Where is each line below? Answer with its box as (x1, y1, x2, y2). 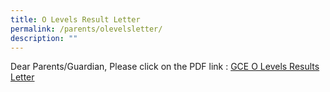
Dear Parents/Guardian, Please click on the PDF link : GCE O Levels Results (10, 61, 320, 73)
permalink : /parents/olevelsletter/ (10, 24, 163, 34)
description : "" (10, 33, 78, 43)
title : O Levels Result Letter (10, 14, 141, 25)
